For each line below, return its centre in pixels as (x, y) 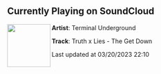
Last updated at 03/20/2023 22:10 (101, 54)
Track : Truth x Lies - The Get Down (102, 41)
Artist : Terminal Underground (94, 27)
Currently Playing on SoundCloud (81, 11)
